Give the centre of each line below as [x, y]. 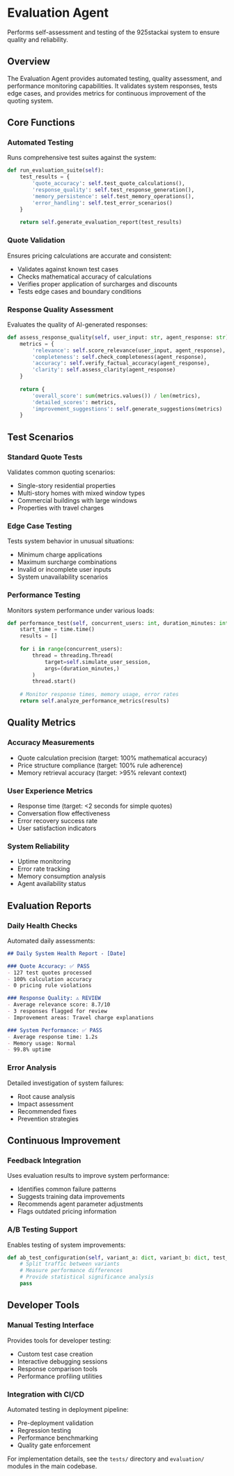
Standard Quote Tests [45, 457]
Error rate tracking [44, 869]
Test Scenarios [41, 437]
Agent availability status [52, 884]
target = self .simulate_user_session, [97, 662]
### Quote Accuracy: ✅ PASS [49, 966]
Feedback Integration [44, 1160]
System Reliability [38, 846]
